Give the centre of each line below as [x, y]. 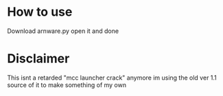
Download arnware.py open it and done [63, 31]
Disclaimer [38, 59]
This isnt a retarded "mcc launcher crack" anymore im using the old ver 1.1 [112, 77]
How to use [40, 12]
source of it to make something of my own [67, 85]
